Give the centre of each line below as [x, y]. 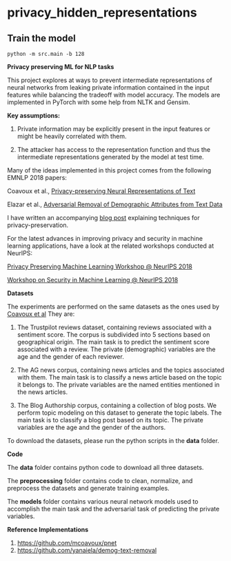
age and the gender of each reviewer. [70, 356]
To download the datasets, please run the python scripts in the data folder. [113, 441]
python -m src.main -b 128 [46, 54]
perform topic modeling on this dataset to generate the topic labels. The [119, 413]
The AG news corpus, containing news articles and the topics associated [121, 370]
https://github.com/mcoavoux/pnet [67, 543]
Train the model [41, 38]
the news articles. [42, 392]
